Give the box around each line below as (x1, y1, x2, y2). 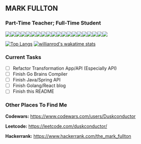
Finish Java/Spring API (12, 77, 61, 83)
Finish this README (12, 88, 55, 94)
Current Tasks (5, 53, 42, 60)
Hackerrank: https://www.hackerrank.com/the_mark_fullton (5, 133, 131, 139)
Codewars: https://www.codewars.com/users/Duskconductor (5, 113, 136, 119)
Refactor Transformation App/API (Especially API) (12, 65, 117, 71)
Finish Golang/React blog (12, 83, 66, 89)
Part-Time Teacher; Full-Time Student (5, 19, 101, 27)
